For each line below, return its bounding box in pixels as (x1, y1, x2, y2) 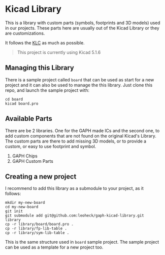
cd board (5, 97, 23, 102)
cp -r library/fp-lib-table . (5, 226, 67, 231)
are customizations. (5, 30, 45, 36)
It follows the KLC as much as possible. (5, 39, 85, 45)
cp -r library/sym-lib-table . (5, 230, 69, 235)
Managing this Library (5, 64, 74, 72)
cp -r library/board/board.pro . (5, 222, 74, 227)
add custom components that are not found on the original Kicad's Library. (5, 133, 157, 139)
